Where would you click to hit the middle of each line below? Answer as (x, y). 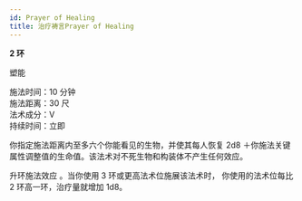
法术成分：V (32, 114)
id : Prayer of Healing (52, 18)
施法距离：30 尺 (39, 103)
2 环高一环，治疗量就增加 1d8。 (68, 187)
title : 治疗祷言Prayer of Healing (72, 26)
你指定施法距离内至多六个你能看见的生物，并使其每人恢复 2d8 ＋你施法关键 (150, 145)
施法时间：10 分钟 (43, 91)
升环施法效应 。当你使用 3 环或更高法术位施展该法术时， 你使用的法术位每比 (151, 175)
